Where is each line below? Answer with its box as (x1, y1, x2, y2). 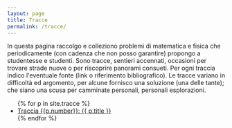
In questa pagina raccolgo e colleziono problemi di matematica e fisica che (7, 42, 221, 51)
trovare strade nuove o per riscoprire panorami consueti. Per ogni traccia (7, 64, 216, 73)
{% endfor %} (17, 114, 57, 122)
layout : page (7, 10, 45, 17)
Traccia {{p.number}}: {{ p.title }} (17, 107, 112, 115)
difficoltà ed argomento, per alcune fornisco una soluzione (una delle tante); (7, 79, 224, 87)
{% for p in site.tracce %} (17, 100, 90, 108)
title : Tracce (7, 17, 48, 24)
